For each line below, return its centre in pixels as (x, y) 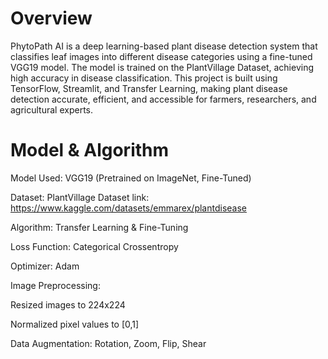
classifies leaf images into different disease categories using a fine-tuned (161, 56)
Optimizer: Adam (45, 266)
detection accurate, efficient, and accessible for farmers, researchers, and (163, 99)
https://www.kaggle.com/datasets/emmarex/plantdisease (128, 208)
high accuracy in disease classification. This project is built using (144, 78)
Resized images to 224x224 (68, 304)
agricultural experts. (52, 109)
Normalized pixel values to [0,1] (75, 324)
